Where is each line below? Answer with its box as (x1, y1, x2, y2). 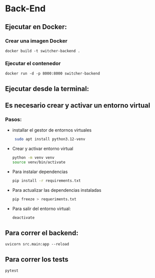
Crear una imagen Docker (5, 37, 68, 44)
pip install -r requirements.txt (12, 178, 81, 183)
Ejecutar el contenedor (5, 60, 61, 67)
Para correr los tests (5, 255, 69, 264)
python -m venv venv (12, 155, 55, 160)
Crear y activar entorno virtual (12, 146, 74, 152)
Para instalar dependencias (12, 169, 68, 174)
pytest (5, 268, 19, 274)
